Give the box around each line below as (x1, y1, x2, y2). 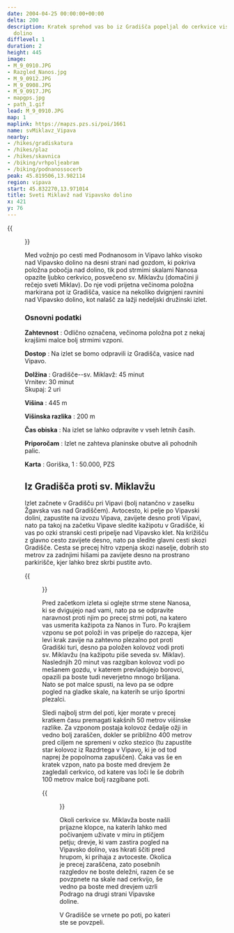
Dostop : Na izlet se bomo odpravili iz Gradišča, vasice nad (24, 349, 195, 358)
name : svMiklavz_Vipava (7, 127, 77, 134)
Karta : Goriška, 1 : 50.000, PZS (24, 460, 115, 469)
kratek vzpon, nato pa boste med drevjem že (42, 760, 171, 768)
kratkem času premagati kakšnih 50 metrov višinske (42, 715, 192, 724)
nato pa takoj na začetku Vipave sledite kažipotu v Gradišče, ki (24, 521, 205, 529)
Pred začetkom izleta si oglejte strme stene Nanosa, (42, 598, 192, 607)
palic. (24, 447, 40, 455)
